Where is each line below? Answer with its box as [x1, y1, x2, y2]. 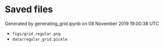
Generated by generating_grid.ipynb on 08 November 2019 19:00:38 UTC [5, 20, 159, 27]
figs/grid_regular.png [12, 31, 61, 36]
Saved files [5, 4, 53, 15]
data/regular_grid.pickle [12, 37, 67, 42]
